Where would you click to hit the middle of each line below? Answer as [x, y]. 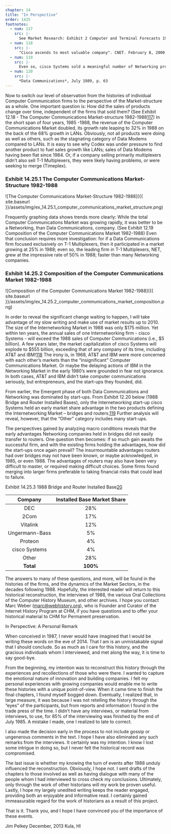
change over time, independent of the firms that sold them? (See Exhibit [81, 111]
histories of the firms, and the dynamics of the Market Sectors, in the [78, 584]
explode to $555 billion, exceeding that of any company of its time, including [85, 350]
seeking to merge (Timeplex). [36, 165]
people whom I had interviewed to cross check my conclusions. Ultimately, [84, 780]
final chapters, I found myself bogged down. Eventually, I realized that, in [82, 695]
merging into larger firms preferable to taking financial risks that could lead [84, 472]
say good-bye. [21, 658]
